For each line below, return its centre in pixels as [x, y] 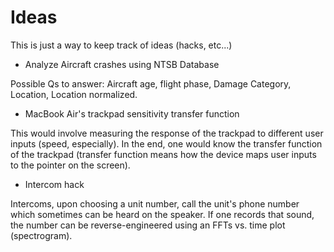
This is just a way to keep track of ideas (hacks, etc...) [121, 45]
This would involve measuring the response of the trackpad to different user [167, 133]
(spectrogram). [41, 235]
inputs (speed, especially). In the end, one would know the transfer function [166, 143]
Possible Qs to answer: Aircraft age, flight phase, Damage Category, [151, 83]
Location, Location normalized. [74, 94]
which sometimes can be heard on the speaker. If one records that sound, [162, 214]
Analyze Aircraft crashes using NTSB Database [122, 64]
